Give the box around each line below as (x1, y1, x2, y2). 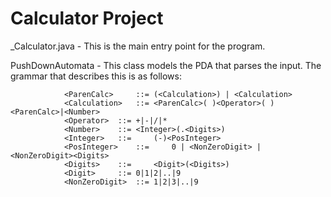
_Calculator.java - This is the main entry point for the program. (10, 40, 266, 52)
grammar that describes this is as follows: (10, 70, 182, 82)
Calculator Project (10, 7, 164, 30)
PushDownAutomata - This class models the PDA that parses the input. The (10, 59, 322, 71)
